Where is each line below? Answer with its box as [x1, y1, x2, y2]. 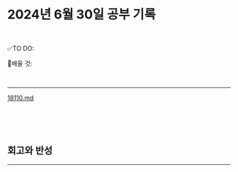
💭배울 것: [7, 59, 33, 67]
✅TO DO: [7, 44, 34, 52]
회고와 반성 [7, 144, 53, 156]
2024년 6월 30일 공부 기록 [7, 6, 156, 23]
